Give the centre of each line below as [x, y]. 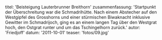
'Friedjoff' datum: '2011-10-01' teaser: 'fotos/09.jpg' [57, 33]
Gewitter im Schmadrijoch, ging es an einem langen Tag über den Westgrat [81, 22]
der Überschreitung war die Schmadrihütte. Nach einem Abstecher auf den [81, 12]
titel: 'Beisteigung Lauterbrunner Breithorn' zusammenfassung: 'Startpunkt [81, 7]
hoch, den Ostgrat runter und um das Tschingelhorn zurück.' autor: [73, 27]
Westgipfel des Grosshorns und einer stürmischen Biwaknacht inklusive [78, 17]
